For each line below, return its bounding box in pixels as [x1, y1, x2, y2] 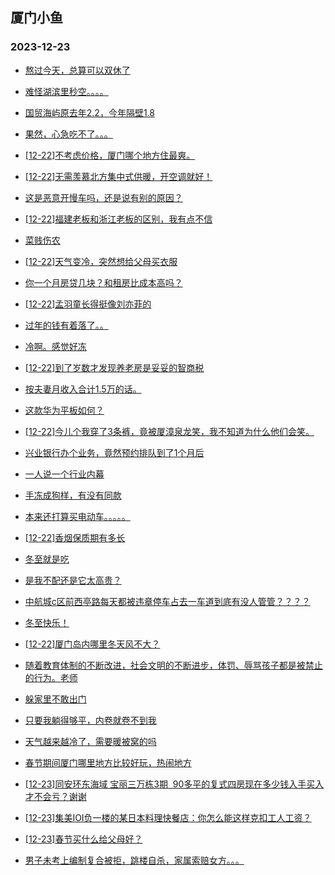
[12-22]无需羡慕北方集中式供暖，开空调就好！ [24, 170, 213, 182]
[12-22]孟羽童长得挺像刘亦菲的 [24, 298, 152, 310]
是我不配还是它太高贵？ [24, 574, 122, 586]
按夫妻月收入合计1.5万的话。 [24, 383, 142, 395]
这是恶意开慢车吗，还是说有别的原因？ [24, 191, 183, 203]
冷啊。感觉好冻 [24, 340, 87, 352]
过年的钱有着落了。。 [24, 319, 109, 331]
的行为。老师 [24, 671, 78, 683]
